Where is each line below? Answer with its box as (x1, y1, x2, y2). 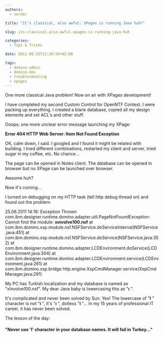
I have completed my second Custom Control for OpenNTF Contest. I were (5, 101, 155, 108)
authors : (5, 7, 23, 12)
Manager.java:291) (5, 271, 42, 277)
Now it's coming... (5, 185, 41, 191)
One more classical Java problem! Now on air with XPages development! (5, 92, 151, 98)
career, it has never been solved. (5, 306, 71, 312)
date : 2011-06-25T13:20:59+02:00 (5, 52, 73, 57)
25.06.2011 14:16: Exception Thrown (5, 209, 77, 215)
